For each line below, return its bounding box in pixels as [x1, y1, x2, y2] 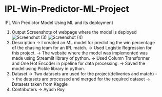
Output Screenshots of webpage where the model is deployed [11, 29, 137, 35]
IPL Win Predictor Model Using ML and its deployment [4, 20, 113, 25]
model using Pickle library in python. [11, 65, 85, 72]
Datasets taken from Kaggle [11, 81, 68, 87]
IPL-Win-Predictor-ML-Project [4, 3, 129, 15]
